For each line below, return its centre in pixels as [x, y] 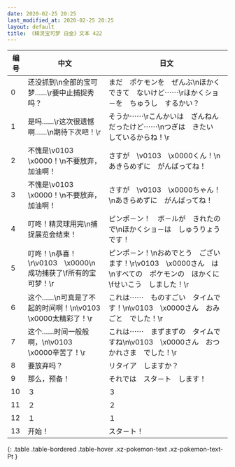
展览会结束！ [56, 235]
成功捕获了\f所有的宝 [62, 273]
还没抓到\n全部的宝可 [63, 83]
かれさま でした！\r [142, 353]
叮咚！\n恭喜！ [52, 254]
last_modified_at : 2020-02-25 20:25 [60, 20]
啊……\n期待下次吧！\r [64, 132]
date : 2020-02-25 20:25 [42, 14]
